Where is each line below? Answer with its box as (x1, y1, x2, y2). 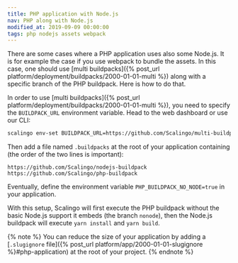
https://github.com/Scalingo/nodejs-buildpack (7, 164, 147, 171)
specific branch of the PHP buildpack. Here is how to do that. (7, 79, 186, 89)
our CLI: (7, 116, 30, 125)
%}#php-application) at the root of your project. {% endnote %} (7, 247, 194, 256)
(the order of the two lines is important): (7, 150, 124, 159)
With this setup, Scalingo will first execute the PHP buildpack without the (7, 203, 220, 213)
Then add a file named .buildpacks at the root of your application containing (7, 142, 230, 151)
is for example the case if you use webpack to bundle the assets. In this (7, 57, 216, 66)
